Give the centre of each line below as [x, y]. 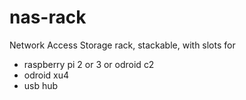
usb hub [41, 85]
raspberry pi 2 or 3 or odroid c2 [89, 64]
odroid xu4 [46, 75]
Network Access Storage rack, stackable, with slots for [122, 45]
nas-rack [48, 17]
